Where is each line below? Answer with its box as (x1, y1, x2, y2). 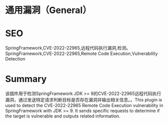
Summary (5, 73, 47, 85)
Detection (5, 56, 26, 62)
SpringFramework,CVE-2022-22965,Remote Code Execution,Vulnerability (5, 50, 158, 56)
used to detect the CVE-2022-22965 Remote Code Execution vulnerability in (5, 102, 163, 108)
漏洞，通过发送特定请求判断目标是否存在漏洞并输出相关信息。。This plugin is (5, 97, 162, 103)
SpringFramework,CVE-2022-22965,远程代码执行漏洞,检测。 (5, 45, 131, 51)
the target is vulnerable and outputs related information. (5, 113, 120, 119)
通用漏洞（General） (5, 4, 92, 16)
